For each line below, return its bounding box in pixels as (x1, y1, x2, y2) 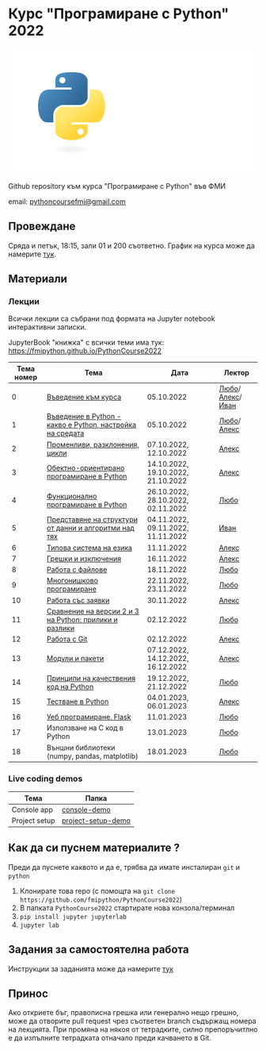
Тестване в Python (46, 697, 109, 706)
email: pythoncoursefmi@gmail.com (8, 196, 126, 206)
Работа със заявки (46, 595, 110, 605)
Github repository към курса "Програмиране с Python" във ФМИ (8, 181, 226, 190)
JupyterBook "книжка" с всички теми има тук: (8, 338, 165, 348)
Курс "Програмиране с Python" (8, 5, 230, 23)
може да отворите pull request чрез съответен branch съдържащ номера (8, 1017, 256, 1026)
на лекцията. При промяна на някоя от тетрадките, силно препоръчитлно (8, 1025, 258, 1034)
